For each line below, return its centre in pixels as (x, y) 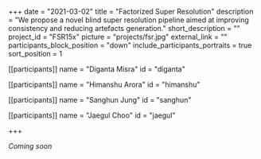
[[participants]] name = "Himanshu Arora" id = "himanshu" (104, 84)
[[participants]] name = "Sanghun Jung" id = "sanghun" (100, 100)
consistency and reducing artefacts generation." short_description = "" (124, 28)
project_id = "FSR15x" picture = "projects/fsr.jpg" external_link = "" (118, 37)
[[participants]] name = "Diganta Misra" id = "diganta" (97, 69)
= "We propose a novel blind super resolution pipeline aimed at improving (129, 20)
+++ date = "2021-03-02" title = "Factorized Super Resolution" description (131, 12)
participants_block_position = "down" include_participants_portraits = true (130, 45)
